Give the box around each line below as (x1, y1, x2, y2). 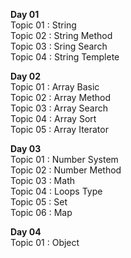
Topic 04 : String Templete (10, 51, 120, 63)
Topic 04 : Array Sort (10, 113, 97, 124)
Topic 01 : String (10, 19, 77, 31)
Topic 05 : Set (10, 196, 68, 208)
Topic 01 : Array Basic (10, 81, 100, 93)
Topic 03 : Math (10, 175, 75, 186)
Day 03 (10, 143, 42, 154)
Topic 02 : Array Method (10, 92, 112, 103)
